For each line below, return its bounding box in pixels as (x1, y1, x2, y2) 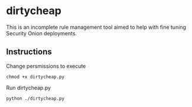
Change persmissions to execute (6, 62, 86, 69)
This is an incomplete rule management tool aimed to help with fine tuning (6, 24, 186, 31)
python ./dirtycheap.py (6, 95, 65, 101)
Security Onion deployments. (6, 29, 77, 36)
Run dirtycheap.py (6, 84, 51, 91)
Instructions (6, 47, 52, 57)
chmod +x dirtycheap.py (6, 73, 65, 80)
